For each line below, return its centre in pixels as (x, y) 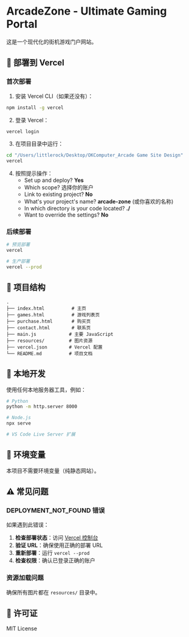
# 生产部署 (18, 262)
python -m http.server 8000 (42, 407)
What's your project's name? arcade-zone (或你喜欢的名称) (99, 201)
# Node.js (19, 418)
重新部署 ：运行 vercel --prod (52, 553)
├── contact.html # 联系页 (49, 328)
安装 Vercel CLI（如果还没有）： (54, 96)
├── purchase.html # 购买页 (49, 321)
